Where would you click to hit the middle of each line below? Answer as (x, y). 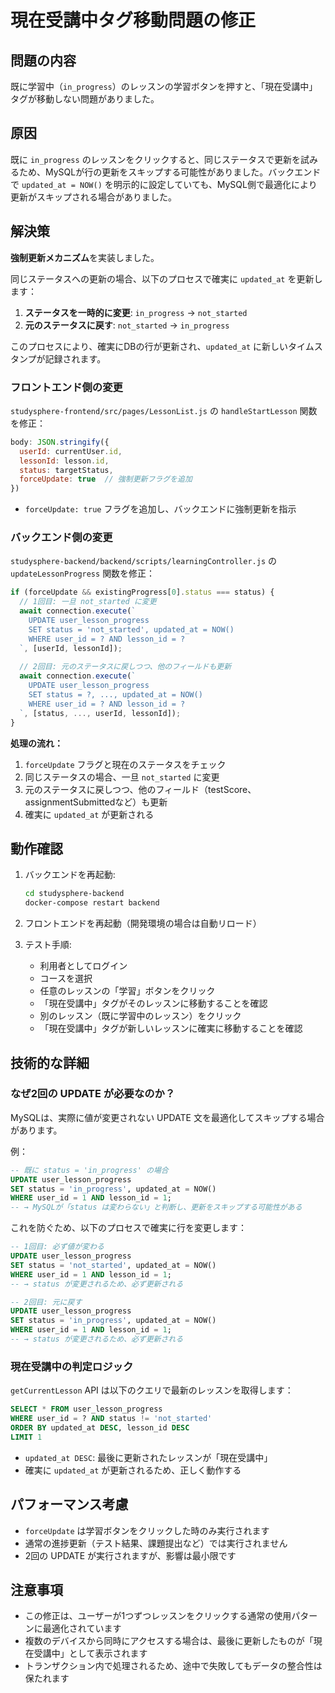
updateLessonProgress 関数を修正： (83, 573)
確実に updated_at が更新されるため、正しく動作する (133, 1470)
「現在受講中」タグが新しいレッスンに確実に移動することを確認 (171, 1028)
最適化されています (82, 1628)
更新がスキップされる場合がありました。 (93, 197)
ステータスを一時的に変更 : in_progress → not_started (136, 312)
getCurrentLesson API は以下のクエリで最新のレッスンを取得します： (152, 1390)
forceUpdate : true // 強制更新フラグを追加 (106, 479)
